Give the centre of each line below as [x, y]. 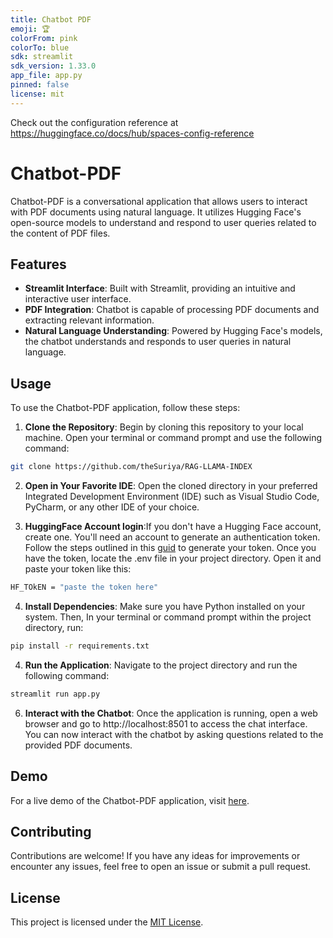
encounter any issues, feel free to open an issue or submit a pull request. [161, 867]
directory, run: [54, 627]
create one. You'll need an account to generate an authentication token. [172, 537]
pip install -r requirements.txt [80, 646]
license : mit [37, 94]
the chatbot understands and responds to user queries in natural [158, 342]
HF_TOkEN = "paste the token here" [84, 587]
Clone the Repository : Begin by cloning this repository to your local [164, 427]
